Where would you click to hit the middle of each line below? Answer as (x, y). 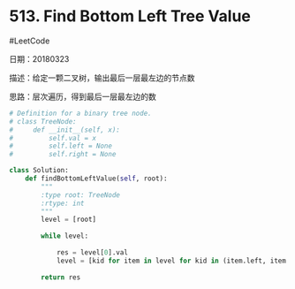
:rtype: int (63, 203)
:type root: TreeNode (81, 195)
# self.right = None (63, 155)
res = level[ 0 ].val (92, 252)
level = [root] (69, 220)
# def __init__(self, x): (65, 130)
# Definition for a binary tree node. (80, 113)
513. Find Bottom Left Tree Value (130, 16)
